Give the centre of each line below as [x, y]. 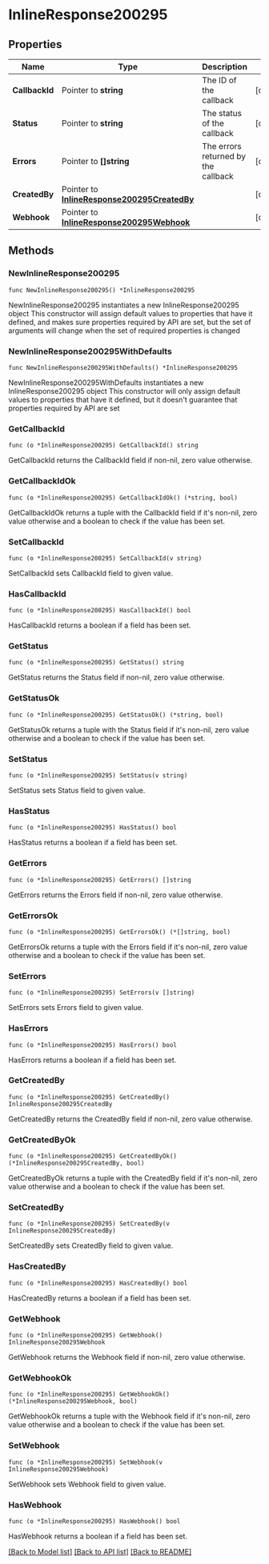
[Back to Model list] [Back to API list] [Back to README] [100, 1551]
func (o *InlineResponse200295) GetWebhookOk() [89, 1394]
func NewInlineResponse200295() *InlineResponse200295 [102, 290]
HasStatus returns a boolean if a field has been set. [93, 843]
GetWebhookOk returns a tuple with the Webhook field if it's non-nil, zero [129, 1416]
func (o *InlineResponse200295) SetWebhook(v [85, 1462]
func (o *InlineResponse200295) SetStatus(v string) [98, 776]
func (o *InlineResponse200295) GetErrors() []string [100, 880]
